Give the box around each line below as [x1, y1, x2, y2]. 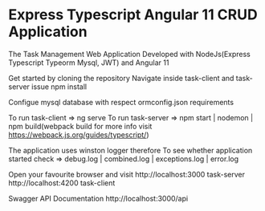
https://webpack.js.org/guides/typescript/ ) [8, 130, 149, 140]
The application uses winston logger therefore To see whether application [8, 145, 253, 155]
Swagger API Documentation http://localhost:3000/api [8, 193, 189, 203]
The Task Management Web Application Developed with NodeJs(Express [8, 49, 251, 59]
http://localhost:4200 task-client [8, 178, 116, 188]
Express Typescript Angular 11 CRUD [8, 6, 259, 24]
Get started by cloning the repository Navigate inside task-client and [8, 73, 234, 83]
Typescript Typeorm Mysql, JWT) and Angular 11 [8, 58, 169, 67]
